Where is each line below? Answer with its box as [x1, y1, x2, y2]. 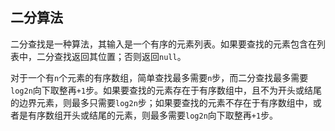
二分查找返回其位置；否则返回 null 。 [36, 50, 187, 62]
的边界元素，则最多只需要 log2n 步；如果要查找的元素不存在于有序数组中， [10, 96, 313, 108]
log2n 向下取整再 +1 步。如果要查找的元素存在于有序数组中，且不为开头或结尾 [10, 84, 323, 96]
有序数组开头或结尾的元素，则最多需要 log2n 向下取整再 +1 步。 [27, 109, 279, 121]
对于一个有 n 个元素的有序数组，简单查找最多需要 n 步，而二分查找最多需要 [10, 71, 309, 83]
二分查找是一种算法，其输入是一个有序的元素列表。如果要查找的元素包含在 [10, 38, 317, 50]
